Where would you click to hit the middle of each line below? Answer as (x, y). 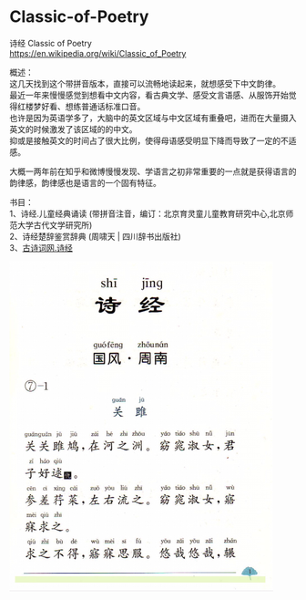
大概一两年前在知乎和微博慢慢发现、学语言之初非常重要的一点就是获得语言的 (153, 171)
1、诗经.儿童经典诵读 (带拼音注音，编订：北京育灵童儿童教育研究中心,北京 (148, 213)
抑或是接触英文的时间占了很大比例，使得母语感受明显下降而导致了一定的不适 (153, 140)
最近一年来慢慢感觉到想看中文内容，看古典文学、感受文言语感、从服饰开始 (149, 95)
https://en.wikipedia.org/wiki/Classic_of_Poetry (98, 53)
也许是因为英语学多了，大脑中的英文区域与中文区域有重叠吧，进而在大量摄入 (153, 118)
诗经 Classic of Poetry (51, 43)
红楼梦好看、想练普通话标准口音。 (81, 106)
